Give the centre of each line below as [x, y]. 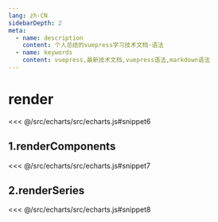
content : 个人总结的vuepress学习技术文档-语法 [93, 45]
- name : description [49, 38]
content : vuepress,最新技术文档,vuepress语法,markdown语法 [117, 60]
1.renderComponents [62, 147]
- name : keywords [44, 53]
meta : [17, 30]
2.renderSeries [47, 191]
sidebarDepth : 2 [35, 23]
